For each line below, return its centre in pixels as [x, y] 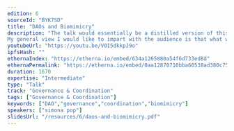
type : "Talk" [26, 85]
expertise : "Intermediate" [46, 78]
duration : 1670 [29, 71]
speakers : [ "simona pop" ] [45, 110]
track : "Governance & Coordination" [60, 91]
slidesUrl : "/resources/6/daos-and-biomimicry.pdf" [84, 116]
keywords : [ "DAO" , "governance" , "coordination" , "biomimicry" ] [98, 104]
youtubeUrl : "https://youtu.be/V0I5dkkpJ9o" [73, 46]
